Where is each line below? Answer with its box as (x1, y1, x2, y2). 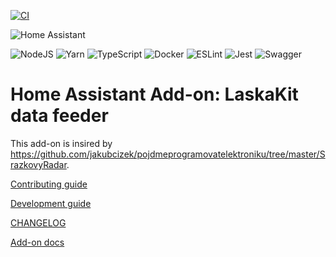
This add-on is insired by (10, 137, 113, 149)
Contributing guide (10, 178, 88, 190)
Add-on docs (10, 236, 65, 248)
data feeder (10, 105, 109, 127)
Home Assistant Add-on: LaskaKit (10, 83, 299, 106)
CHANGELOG (10, 216, 67, 229)
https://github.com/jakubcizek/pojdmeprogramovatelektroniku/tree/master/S (10, 148, 326, 160)
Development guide (10, 197, 92, 209)
